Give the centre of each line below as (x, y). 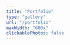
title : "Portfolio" (30, 11)
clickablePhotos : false (35, 33)
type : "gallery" (26, 17)
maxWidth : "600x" (27, 28)
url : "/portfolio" (29, 22)
